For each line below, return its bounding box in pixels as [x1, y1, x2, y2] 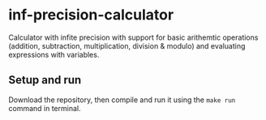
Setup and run [8, 73, 82, 87]
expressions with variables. [8, 49, 100, 59]
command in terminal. [8, 103, 81, 113]
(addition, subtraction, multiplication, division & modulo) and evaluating [8, 41, 246, 50]
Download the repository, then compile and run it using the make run [8, 95, 236, 105]
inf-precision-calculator [8, 6, 174, 24]
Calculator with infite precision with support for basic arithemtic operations [8, 32, 259, 42]
